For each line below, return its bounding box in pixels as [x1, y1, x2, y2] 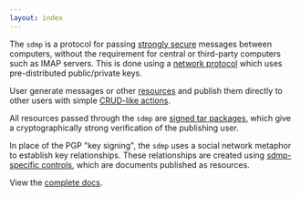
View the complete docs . [9, 177, 103, 188]
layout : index [9, 13, 64, 23]
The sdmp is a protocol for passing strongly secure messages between [9, 38, 272, 49]
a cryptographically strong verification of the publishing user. [9, 122, 239, 133]
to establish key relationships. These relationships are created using [9, 150, 265, 161]
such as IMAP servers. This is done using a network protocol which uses [9, 57, 283, 68]
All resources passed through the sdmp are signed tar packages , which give [9, 112, 292, 123]
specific [9, 159, 40, 170]
